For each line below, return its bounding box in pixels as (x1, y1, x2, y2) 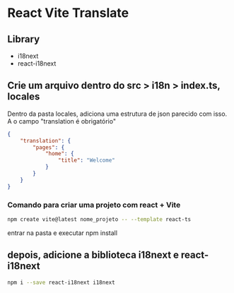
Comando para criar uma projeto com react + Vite (7, 200, 181, 210)
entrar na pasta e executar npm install (7, 228, 118, 237)
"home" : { (45, 150, 74, 157)
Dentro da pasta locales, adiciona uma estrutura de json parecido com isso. (7, 109, 228, 118)
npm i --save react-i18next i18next (7, 279, 115, 286)
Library (7, 33, 40, 45)
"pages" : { (33, 143, 65, 151)
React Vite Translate (7, 5, 129, 21)
